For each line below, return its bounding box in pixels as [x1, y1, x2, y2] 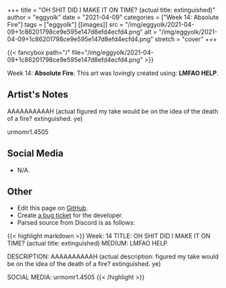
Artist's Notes [7, 89, 69, 100]
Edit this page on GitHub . [16, 204, 88, 212]
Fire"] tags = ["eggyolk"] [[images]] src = [7, 21, 124, 28]
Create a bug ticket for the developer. [16, 211, 124, 219]
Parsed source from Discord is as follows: [16, 219, 135, 227]
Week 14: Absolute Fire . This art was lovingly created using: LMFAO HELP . [7, 69, 218, 77]
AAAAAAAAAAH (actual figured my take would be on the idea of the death [7, 107, 218, 115]
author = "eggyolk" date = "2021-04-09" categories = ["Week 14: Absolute [7, 13, 219, 21]
